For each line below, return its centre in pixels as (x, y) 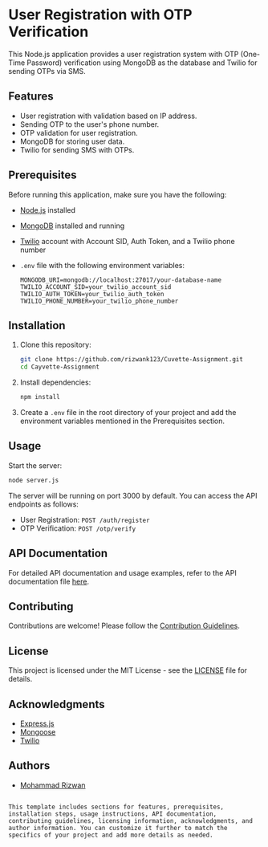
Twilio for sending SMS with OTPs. (77, 149)
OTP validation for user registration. (79, 132)
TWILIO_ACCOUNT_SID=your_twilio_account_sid (95, 287)
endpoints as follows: (43, 504)
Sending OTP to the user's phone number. (89, 124)
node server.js (34, 480)
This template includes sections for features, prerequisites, (116, 807)
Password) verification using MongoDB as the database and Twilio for (142, 63)
